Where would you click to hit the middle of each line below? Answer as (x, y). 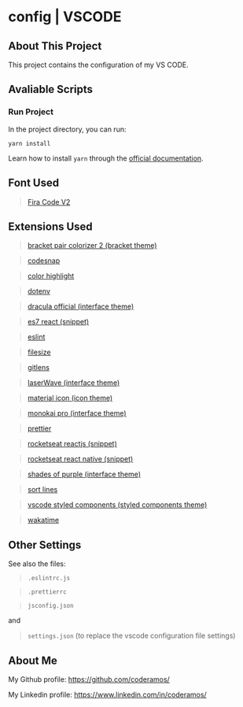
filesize (39, 352)
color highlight (51, 276)
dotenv (39, 291)
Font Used (34, 183)
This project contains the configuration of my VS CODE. (98, 65)
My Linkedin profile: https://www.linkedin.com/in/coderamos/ (107, 694)
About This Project (55, 46)
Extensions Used (50, 226)
